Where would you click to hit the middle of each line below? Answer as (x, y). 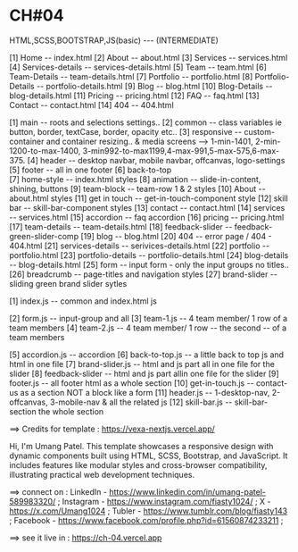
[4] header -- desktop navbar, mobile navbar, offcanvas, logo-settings (156, 160)
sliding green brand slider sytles (68, 283)
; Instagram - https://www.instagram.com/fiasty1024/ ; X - (164, 501)
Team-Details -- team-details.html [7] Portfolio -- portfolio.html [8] (131, 76)
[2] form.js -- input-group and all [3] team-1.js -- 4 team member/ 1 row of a (149, 318)
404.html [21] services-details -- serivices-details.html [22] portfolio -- (140, 246)
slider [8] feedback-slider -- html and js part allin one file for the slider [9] (144, 373)
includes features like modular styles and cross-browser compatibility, (138, 464)
